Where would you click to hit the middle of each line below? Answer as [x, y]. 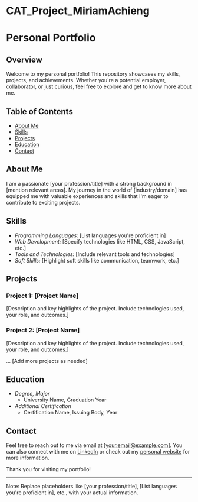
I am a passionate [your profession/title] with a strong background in [89, 183]
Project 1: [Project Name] [42, 296]
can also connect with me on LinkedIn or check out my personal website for [98, 452]
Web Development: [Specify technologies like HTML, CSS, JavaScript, [100, 241]
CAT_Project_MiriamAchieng [78, 11]
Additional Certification [43, 406]
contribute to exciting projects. [43, 202]
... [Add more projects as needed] [47, 361]
